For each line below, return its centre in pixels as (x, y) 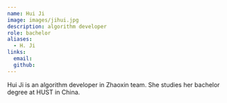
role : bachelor (29, 33)
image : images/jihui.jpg (43, 20)
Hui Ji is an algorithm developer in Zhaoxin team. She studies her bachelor (113, 84)
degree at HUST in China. (44, 92)
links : (17, 53)
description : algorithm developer (57, 26)
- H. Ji (25, 46)
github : (25, 65)
